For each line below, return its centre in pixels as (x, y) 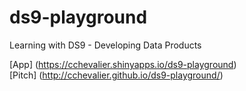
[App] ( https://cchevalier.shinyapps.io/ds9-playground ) (123, 64)
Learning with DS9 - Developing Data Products (105, 45)
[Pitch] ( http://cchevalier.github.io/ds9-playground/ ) (116, 75)
